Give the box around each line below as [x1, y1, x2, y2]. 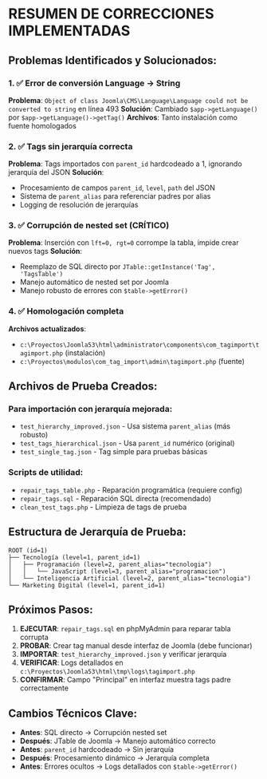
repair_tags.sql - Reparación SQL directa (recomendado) [19, 493, 212, 503]
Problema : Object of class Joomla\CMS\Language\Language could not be [8, 95, 249, 105]
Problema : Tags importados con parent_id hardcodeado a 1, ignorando [8, 159, 242, 168]
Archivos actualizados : [8, 324, 86, 334]
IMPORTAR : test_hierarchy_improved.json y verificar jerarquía [19, 650, 227, 659]
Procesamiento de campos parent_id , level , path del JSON [19, 183, 215, 192]
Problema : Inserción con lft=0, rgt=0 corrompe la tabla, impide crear [8, 238, 239, 247]
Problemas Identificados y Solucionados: [8, 53, 218, 67]
